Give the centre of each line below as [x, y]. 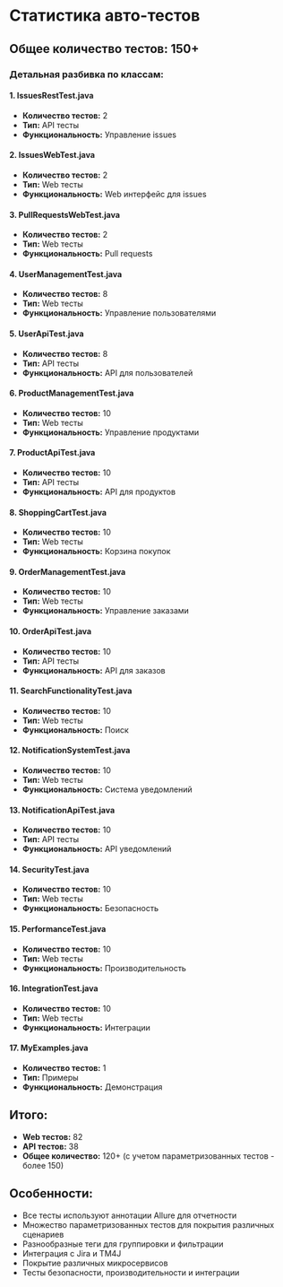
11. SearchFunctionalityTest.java [71, 691]
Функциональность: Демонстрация [92, 1087]
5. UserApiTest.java [47, 334]
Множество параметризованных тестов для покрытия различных [148, 1224]
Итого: [29, 1115]
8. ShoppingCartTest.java [58, 512]
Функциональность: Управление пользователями [119, 313]
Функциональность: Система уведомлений [107, 789]
